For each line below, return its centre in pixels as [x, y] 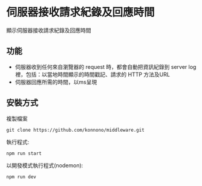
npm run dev [21, 177]
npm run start [24, 153]
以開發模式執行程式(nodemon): [45, 165]
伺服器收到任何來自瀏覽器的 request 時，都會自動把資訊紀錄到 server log [106, 66]
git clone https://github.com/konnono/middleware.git [76, 130]
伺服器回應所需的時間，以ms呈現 [56, 82]
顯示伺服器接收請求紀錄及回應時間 [49, 30]
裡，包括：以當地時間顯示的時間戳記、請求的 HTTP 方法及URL [93, 74]
